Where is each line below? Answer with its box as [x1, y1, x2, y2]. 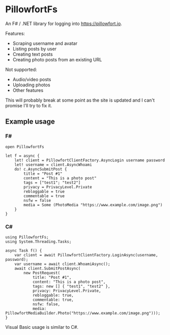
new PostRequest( [23, 270, 60, 275]
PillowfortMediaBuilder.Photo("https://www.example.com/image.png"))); [5, 310, 160, 316]
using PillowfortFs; [5, 234, 49, 240]
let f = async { [5, 153, 40, 158]
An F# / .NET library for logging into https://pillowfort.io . [5, 20, 122, 27]
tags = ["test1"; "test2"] [23, 180, 81, 185]
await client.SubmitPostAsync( [14, 266, 81, 271]
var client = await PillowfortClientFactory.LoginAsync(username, [14, 252, 158, 257]
